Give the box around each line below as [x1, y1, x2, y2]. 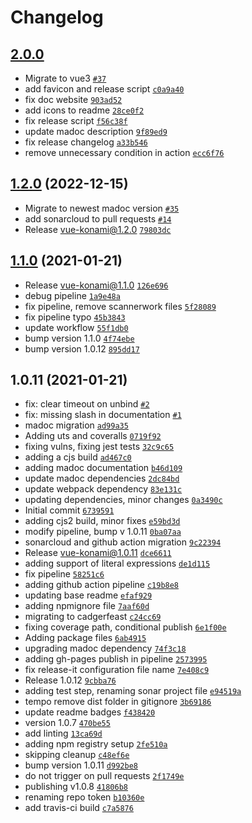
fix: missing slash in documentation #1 [24, 409, 182, 421]
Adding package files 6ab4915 [24, 632, 147, 644]
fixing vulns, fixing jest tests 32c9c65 [24, 441, 175, 453]
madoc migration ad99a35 [24, 419, 129, 431]
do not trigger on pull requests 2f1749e [24, 770, 185, 782]
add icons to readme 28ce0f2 [24, 104, 145, 116]
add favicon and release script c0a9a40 [24, 83, 185, 95]
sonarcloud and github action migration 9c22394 [24, 536, 222, 548]
